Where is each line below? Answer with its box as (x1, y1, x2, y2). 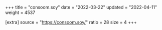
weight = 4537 (5, 9, 36, 15)
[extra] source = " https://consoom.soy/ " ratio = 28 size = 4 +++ (5, 19, 137, 25)
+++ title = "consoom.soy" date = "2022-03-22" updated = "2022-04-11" (5, 4, 157, 10)
